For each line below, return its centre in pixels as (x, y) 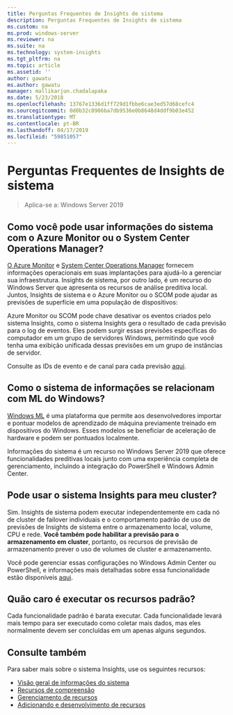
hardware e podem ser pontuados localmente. (73, 437)
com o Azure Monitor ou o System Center (98, 238)
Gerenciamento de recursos (57, 698)
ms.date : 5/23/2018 (35, 98)
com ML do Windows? (56, 399)
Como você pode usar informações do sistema (110, 227)
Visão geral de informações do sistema (73, 683)
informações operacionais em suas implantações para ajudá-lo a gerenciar (114, 273)
